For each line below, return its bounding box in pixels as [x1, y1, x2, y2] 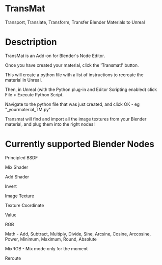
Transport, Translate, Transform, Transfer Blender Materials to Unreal [5, 19, 145, 25]
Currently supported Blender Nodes [5, 139, 155, 150]
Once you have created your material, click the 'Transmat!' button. [5, 62, 139, 68]
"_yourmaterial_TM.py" [5, 106, 51, 112]
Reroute [5, 255, 21, 261]
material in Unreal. [5, 77, 42, 83]
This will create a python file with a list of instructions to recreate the [5, 72, 144, 78]
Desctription [5, 36, 57, 48]
